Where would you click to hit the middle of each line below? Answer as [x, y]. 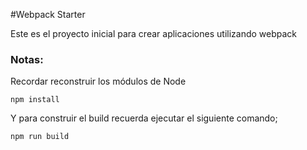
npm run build [40, 137]
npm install [35, 100]
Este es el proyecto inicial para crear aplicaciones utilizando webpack [154, 33]
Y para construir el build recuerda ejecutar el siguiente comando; [144, 118]
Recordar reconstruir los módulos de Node [98, 81]
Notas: [27, 59]
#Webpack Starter [48, 14]
